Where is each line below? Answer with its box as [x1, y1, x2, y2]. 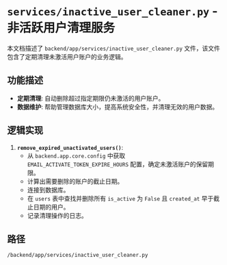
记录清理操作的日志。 [27, 211, 88, 219]
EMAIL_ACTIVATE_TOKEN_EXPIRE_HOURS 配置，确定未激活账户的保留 [27, 160, 209, 168]
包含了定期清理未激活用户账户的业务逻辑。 [7, 52, 127, 61]
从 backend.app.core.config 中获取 [27, 151, 126, 160]
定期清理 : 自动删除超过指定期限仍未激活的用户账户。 [16, 94, 165, 102]
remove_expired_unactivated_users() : [16, 143, 124, 151]
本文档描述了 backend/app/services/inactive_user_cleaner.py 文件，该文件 [7, 44, 221, 52]
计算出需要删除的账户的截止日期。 [27, 177, 124, 185]
